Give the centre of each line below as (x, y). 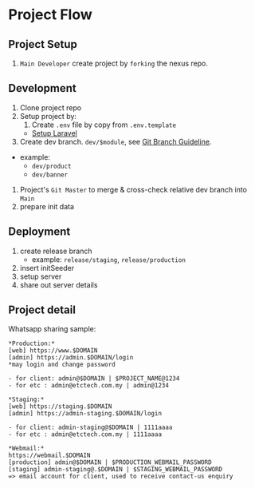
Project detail (42, 310)
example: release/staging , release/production (108, 259)
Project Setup (43, 44)
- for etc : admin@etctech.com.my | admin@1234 (89, 386)
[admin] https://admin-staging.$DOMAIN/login (85, 414)
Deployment (39, 232)
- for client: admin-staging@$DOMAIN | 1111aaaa (90, 428)
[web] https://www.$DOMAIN (53, 351)
